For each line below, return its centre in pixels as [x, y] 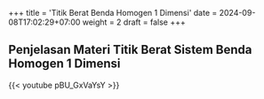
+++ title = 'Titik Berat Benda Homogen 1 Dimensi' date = [113, 13]
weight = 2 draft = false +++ [134, 22]
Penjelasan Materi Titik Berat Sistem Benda [130, 50]
